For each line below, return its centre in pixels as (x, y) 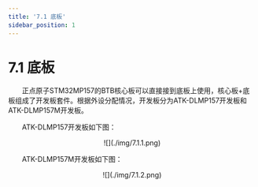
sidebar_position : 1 (42, 25)
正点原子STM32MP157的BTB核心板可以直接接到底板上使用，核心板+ (133, 91)
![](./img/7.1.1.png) (132, 143)
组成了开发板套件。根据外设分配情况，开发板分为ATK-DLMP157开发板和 (131, 101)
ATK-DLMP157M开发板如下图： (73, 159)
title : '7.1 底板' (37, 17)
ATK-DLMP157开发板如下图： (69, 127)
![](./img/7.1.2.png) (132, 175)
